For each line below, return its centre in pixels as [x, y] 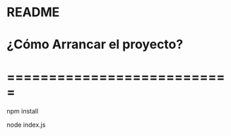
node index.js [26, 125]
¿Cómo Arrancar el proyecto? [95, 45]
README [33, 12]
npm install [23, 111]
